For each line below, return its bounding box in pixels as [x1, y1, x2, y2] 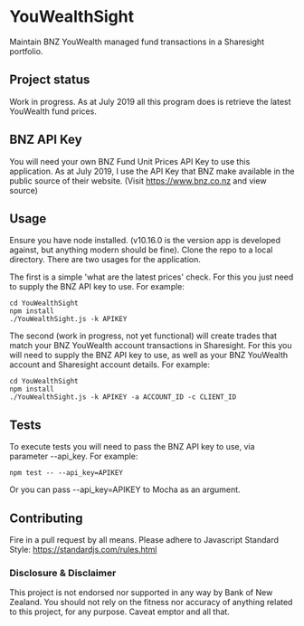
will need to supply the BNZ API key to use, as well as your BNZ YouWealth [9, 350, 289, 361]
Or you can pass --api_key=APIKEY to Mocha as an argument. [9, 484, 242, 495]
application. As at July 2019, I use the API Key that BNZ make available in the [9, 166, 295, 176]
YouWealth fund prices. [9, 106, 97, 117]
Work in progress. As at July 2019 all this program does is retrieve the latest [9, 96, 291, 107]
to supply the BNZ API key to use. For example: [9, 281, 185, 292]
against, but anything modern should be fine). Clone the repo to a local [9, 244, 273, 255]
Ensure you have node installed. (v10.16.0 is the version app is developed [9, 235, 281, 246]
